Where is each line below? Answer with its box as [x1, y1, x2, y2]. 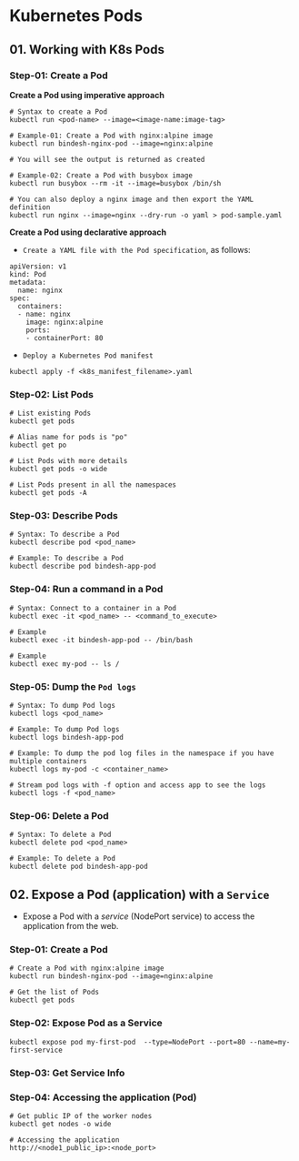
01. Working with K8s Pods [9, 42, 165, 57]
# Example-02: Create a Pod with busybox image [9, 170, 194, 180]
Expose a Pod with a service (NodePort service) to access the [22, 911, 255, 922]
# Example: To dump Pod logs [9, 725, 120, 734]
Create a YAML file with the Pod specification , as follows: [22, 244, 252, 255]
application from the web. [22, 921, 119, 932]
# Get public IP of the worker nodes [9, 1111, 153, 1120]
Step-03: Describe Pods [9, 510, 118, 522]
